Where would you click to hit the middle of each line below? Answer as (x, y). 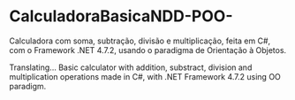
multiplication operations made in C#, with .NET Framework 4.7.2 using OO (145, 76)
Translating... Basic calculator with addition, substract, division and (131, 67)
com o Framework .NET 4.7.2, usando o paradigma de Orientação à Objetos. (148, 50)
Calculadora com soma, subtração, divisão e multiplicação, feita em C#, (140, 41)
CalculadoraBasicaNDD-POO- (121, 16)
